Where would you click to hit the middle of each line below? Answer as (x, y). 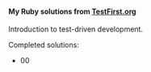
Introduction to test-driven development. (76, 29)
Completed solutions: (44, 45)
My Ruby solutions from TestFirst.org (72, 11)
